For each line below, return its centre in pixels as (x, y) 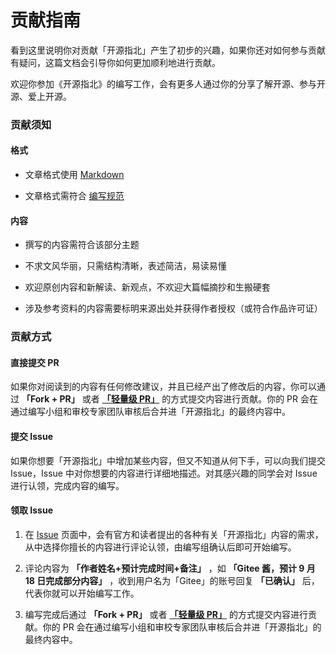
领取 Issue (31, 510)
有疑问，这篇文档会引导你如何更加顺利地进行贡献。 (115, 62)
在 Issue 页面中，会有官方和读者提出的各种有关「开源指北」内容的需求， (174, 534)
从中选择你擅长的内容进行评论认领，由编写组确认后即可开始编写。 (160, 547)
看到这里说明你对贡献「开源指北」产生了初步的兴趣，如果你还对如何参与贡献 (168, 50)
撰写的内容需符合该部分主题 (82, 245)
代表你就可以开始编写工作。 (82, 593)
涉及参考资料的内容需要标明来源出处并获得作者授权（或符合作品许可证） (173, 308)
